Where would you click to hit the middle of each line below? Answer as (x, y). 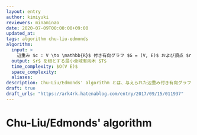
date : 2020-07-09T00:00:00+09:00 (47, 28)
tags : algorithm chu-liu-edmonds (47, 39)
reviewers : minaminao (33, 22)
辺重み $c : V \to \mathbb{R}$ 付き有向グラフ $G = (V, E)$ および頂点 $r (104, 55)
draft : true (21, 88)
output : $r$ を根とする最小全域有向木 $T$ (59, 61)
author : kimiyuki (28, 17)
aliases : (22, 77)
